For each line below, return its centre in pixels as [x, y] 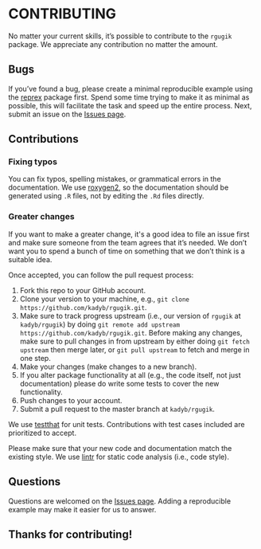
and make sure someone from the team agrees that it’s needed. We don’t [128, 242]
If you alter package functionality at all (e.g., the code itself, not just [130, 374]
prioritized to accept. [43, 433]
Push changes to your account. [71, 400]
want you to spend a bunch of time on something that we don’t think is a [127, 251]
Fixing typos [33, 162]
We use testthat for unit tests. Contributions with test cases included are [127, 424]
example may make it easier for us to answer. [82, 509]
